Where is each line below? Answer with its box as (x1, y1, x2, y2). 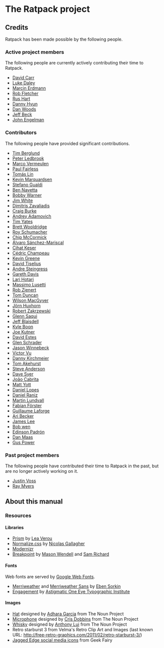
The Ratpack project (5, 3, 90, 15)
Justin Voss (12, 478, 36, 484)
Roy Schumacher (12, 229, 47, 235)
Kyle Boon (12, 323, 34, 330)
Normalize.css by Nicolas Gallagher (12, 541, 85, 547)
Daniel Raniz (12, 392, 38, 398)
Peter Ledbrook (12, 155, 44, 161)
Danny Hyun (12, 101, 38, 107)
